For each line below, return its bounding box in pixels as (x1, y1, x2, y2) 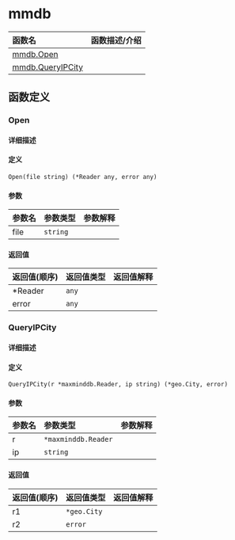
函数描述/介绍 (90, 35, 142, 46)
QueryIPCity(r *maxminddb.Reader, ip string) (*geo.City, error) (8, 381, 228, 389)
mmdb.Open (12, 48, 59, 59)
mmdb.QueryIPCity (12, 61, 83, 72)
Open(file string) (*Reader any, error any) (8, 173, 157, 181)
